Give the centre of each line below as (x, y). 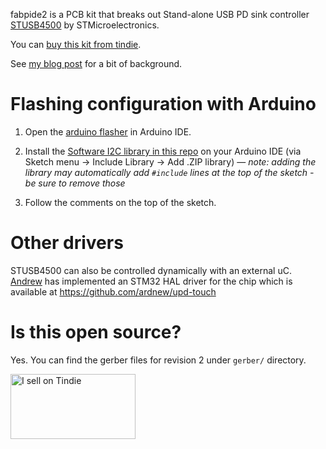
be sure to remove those (75, 183)
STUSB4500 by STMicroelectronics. (85, 25)
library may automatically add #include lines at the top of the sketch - (169, 172)
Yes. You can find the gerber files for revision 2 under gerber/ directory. (158, 360)
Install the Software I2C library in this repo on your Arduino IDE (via (163, 151)
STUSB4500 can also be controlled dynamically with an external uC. (151, 270)
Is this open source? (96, 332)
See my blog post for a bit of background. (96, 63)
